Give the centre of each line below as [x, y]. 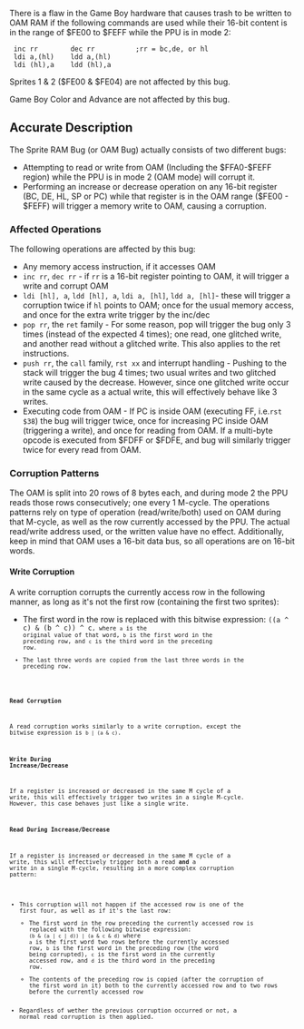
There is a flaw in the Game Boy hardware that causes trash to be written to [151, 13]
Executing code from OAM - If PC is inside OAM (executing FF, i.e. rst [152, 411]
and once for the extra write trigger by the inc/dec [116, 315]
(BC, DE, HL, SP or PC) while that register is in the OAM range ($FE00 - [155, 196]
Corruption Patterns [54, 474]
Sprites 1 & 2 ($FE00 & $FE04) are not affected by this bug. [120, 82]
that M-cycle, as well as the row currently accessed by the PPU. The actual [150, 522]
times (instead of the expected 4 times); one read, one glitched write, [152, 334]
